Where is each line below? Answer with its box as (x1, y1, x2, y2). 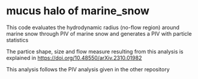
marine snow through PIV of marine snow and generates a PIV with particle (6, 30, 192, 37)
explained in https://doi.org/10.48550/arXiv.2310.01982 (6, 54, 142, 61)
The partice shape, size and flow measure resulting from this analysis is (6, 48, 184, 55)
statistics (6, 36, 29, 43)
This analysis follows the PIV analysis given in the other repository (6, 65, 170, 72)
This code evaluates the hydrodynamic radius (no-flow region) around (6, 24, 180, 31)
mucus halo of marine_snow (6, 4, 150, 18)
